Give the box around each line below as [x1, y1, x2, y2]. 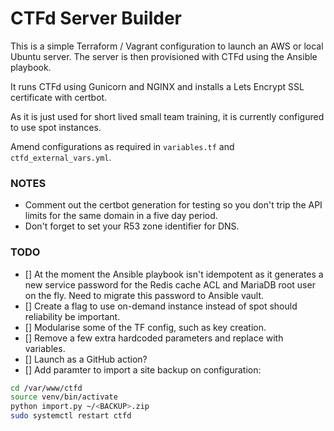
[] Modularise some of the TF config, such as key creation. [24, 321, 267, 333]
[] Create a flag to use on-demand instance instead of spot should [24, 300, 298, 312]
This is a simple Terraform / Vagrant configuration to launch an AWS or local [10, 40, 324, 52]
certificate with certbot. [10, 91, 108, 103]
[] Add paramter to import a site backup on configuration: [24, 363, 262, 376]
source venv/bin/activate [10, 392, 118, 402]
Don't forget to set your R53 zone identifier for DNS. [24, 220, 240, 232]
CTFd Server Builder [10, 7, 183, 30]
